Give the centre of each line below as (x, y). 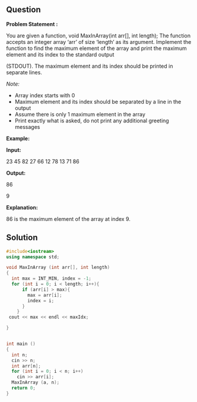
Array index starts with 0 (45, 95)
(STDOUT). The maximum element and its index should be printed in (90, 66)
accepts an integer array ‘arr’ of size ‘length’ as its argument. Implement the (99, 42)
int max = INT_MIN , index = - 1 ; (52, 278)
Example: (18, 138)
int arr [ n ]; (26, 366)
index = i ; (41, 300)
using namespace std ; (33, 257)
